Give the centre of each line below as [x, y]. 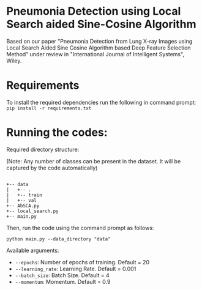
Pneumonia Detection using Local [94, 11]
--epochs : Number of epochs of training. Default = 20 [82, 262]
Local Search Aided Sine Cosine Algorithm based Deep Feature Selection [99, 48]
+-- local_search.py [33, 211]
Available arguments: [33, 250]
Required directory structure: [43, 149]
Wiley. [14, 61]
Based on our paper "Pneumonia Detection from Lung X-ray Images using [99, 41]
